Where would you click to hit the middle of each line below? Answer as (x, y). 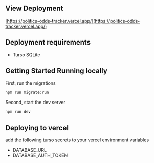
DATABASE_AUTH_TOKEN (40, 155)
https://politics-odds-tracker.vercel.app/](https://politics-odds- (73, 21)
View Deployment (34, 8)
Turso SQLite (26, 55)
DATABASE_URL (30, 150)
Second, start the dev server (35, 103)
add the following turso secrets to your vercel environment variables (77, 140)
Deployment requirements (48, 42)
